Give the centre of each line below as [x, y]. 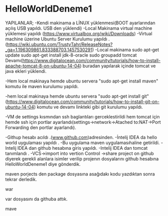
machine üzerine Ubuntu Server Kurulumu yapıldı [56, 39]
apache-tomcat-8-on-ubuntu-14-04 [43, 66]
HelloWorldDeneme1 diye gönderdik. [43, 164]
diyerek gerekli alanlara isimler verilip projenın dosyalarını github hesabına [82, 159]
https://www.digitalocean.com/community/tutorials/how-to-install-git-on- [83, 101]
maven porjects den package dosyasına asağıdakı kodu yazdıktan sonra [80, 174]
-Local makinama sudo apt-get [127, 50]
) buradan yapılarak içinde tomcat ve [118, 66]
